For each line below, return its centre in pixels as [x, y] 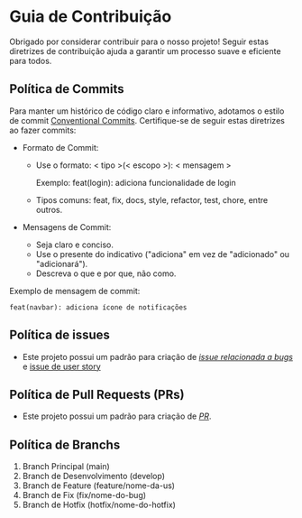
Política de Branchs [65, 444]
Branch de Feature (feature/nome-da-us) [99, 486]
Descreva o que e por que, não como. [106, 273]
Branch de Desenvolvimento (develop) [93, 476]
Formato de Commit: [60, 147]
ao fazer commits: [43, 130]
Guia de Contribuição [91, 17]
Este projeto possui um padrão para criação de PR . [117, 416]
